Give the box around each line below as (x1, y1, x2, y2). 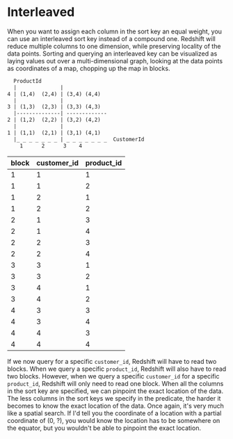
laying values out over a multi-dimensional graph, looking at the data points (7, 56, 223, 65)
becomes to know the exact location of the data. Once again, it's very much (7, 401, 225, 410)
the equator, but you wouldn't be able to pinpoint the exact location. (7, 424, 202, 432)
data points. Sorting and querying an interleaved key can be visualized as (7, 49, 218, 58)
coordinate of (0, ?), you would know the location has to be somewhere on (7, 416, 220, 424)
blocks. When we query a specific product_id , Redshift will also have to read (7, 365, 227, 373)
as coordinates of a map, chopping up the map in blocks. (7, 64, 170, 72)
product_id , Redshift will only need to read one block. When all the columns (7, 379, 224, 388)
